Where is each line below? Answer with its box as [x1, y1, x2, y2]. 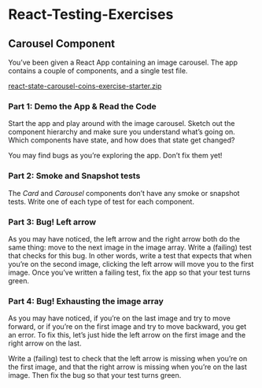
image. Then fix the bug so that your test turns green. [8, 371, 182, 380]
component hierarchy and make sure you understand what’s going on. [8, 127, 236, 137]
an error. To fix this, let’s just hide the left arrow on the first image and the [8, 331, 246, 340]
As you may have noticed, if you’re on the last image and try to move [8, 313, 231, 323]
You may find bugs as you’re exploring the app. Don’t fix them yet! [8, 151, 223, 161]
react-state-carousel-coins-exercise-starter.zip [8, 81, 162, 91]
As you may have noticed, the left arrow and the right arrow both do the [8, 234, 240, 243]
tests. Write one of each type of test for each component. [8, 197, 195, 206]
